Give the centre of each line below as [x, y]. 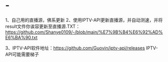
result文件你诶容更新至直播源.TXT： [43, 26]
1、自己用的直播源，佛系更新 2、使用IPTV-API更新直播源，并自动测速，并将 [84, 20]
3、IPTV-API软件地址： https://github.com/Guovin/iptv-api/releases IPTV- [82, 48]
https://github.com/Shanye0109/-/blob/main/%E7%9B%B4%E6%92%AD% [84, 32]
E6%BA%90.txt [22, 37]
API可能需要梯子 [22, 54]
